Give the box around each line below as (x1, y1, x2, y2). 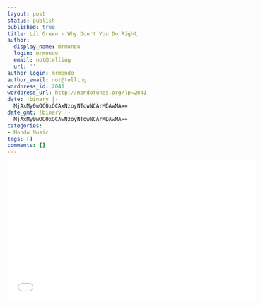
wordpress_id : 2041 (7, 83, 65, 90)
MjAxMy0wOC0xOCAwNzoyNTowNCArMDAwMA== (13, 115, 129, 122)
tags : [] (7, 135, 33, 142)
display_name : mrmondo (13, 43, 81, 50)
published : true (7, 23, 55, 30)
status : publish (7, 17, 55, 24)
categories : (7, 122, 42, 129)
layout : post (7, 10, 46, 18)
